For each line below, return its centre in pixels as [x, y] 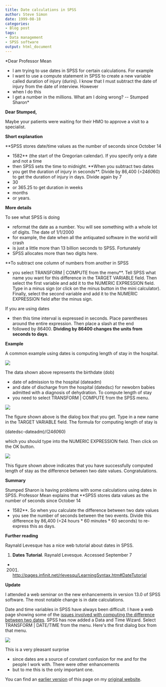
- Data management [24, 38]
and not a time [27, 161]
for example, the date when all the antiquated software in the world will [85, 237]
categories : [17, 24]
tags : [11, 33]
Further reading [22, 535]
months [20, 192]
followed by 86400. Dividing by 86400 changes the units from [77, 329]
